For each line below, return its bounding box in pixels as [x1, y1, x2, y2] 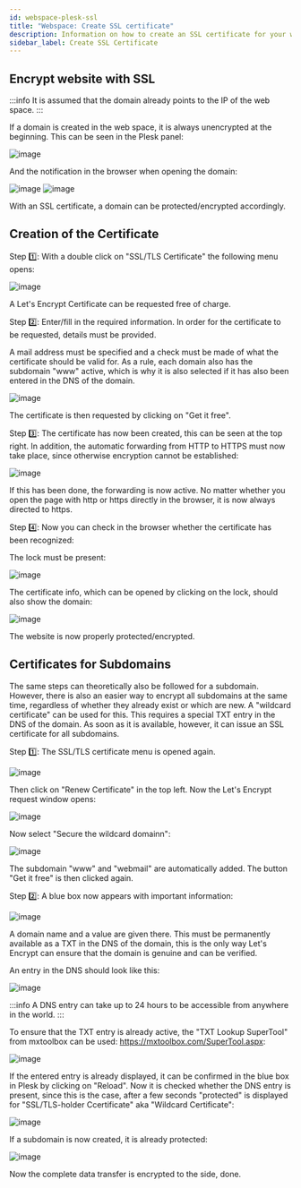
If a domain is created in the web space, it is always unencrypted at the [9, 122, 272, 132]
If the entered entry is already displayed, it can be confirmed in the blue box [9, 1071, 289, 1081]
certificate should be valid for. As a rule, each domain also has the [9, 355, 254, 367]
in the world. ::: [9, 1009, 64, 1020]
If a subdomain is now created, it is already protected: [9, 1133, 208, 1144]
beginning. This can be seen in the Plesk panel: [9, 132, 184, 142]
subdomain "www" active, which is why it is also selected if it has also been [9, 365, 289, 376]
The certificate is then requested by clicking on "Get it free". [9, 409, 231, 421]
